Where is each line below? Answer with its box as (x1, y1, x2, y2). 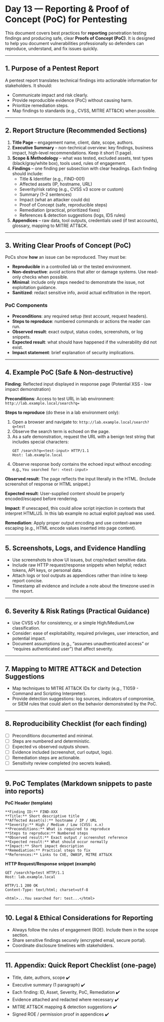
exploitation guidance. (12, 285, 57, 291)
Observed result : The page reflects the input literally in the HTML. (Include (5, 476, 156, 482)
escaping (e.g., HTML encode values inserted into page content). (5, 525, 137, 531)
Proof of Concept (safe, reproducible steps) (19, 202, 107, 207)
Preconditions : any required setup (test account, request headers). (12, 313, 148, 319)
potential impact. (12, 636, 46, 641)
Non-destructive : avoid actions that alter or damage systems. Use (12, 269, 146, 275)
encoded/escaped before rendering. (5, 496, 78, 502)
